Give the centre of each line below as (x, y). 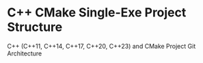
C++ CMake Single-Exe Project (97, 13)
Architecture (25, 53)
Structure (35, 27)
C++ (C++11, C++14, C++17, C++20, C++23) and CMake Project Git (101, 46)
